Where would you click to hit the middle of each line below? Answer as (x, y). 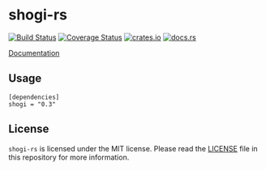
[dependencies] (34, 97)
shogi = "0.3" (32, 104)
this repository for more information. (69, 157)
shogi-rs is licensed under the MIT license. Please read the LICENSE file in (133, 148)
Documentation (34, 53)
